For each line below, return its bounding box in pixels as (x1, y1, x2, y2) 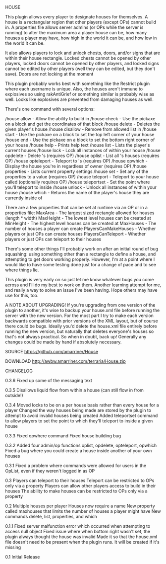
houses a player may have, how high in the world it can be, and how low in (5, 35, 157, 41)
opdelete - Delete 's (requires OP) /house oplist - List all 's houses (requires (5, 153, 160, 159)
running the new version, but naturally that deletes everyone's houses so (5, 328, 154, 334)
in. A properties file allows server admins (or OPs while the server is (5, 24, 144, 30)
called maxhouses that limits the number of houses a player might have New (5, 508, 161, 514)
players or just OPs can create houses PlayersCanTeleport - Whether (5, 231, 146, 237)
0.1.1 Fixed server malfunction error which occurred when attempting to (5, 523, 151, 529)
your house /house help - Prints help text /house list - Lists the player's (5, 142, 150, 148)
